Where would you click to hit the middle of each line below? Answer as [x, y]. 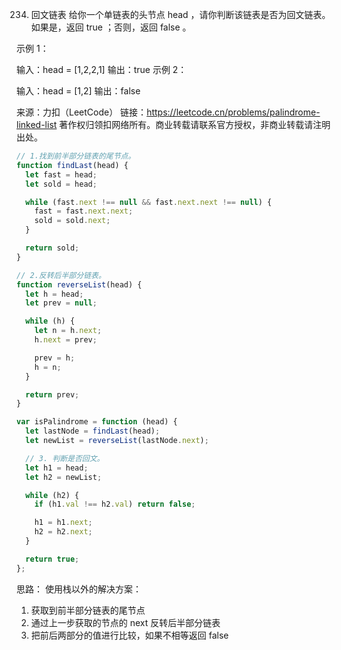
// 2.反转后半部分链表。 [61, 275]
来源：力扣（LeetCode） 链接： [82, 112]
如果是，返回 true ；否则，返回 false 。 [111, 27]
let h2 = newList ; [64, 477]
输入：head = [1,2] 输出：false [78, 91]
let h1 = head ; [57, 468]
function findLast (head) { [72, 165]
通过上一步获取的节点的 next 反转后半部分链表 [125, 622]
